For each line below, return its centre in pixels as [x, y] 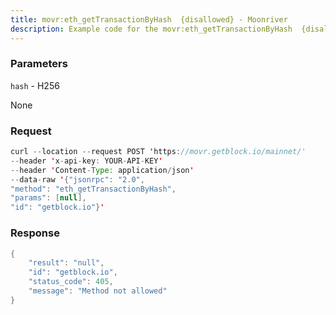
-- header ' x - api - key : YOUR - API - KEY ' [86, 161]
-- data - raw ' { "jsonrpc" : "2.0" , [77, 179]
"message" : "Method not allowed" [98, 291]
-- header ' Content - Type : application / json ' [102, 170]
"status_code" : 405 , [71, 282]
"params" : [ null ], [48, 198]
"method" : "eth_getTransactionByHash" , [93, 189]
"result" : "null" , [66, 263]
